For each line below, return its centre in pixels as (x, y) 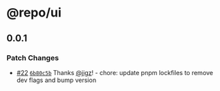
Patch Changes (33, 58)
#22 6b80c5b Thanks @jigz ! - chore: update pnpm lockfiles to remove (115, 72)
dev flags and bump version (56, 80)
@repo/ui (34, 13)
